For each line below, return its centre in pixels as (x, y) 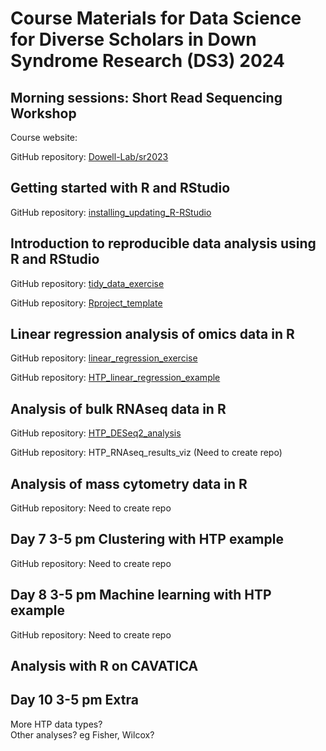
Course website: (44, 137)
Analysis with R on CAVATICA (104, 666)
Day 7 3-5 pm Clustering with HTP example (147, 539)
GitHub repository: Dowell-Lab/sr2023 (89, 156)
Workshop (43, 113)
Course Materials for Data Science (156, 18)
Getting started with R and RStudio (120, 188)
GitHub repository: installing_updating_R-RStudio (111, 212)
